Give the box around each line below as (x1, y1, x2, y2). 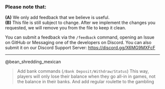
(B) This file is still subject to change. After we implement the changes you (5, 20, 156, 25)
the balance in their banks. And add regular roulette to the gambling (17, 79, 155, 85)
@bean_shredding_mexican (5, 59, 61, 65)
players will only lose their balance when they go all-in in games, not (17, 73, 156, 79)
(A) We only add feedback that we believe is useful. (5, 15, 110, 21)
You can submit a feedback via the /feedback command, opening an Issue (5, 34, 155, 40)
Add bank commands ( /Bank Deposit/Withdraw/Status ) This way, (17, 68, 149, 74)
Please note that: (5, 3, 47, 10)
